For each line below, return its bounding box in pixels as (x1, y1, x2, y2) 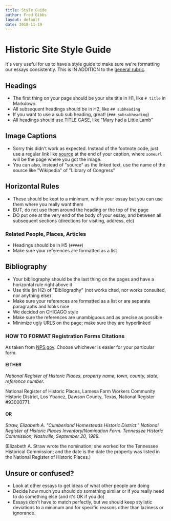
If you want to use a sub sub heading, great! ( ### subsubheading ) (12, 111, 149, 117)
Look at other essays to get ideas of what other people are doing (12, 482, 150, 489)
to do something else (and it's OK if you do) (12, 494, 105, 500)
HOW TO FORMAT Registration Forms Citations (5, 332, 125, 340)
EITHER (5, 361, 22, 367)
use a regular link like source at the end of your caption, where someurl (12, 151, 162, 157)
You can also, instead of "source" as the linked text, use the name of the (12, 161, 165, 168)
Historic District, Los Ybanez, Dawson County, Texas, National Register (5, 394, 155, 400)
